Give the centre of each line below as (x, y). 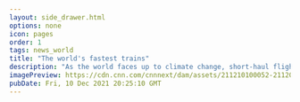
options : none (36, 26)
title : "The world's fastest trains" (79, 59)
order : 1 (25, 42)
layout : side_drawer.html (57, 17)
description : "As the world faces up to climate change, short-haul (139, 67)
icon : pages (31, 34)
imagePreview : (36, 75)
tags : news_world (42, 51)
